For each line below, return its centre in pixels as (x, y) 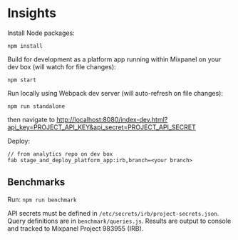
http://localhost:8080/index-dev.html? (112, 119)
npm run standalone (36, 106)
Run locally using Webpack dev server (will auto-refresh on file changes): (115, 93)
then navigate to (31, 119)
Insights (32, 13)
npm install (25, 46)
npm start (22, 80)
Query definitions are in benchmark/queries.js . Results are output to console (119, 221)
